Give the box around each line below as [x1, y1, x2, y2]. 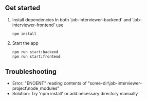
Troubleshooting [5, 67, 57, 76]
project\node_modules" [12, 85, 60, 91]
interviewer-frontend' [12, 22, 55, 28]
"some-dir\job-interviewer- [87, 80, 142, 86]
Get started [5, 4, 40, 12]
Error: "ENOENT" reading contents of [12, 80, 87, 86]
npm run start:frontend [12, 54, 61, 59]
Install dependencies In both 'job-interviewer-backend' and [12, 17, 131, 22]
